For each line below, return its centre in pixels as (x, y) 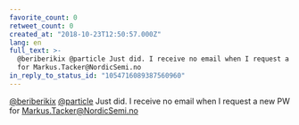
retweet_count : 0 (42, 26)
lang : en (25, 42)
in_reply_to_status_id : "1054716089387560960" (97, 76)
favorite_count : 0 (43, 17)
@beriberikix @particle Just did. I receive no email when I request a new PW (149, 101)
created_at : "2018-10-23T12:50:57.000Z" (86, 34)
